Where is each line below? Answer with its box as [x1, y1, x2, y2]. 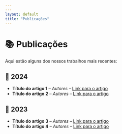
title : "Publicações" [5, 16, 50, 21]
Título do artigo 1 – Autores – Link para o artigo [12, 86, 108, 92]
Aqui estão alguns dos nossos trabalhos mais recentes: [5, 58, 117, 64]
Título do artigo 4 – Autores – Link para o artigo [12, 123, 109, 129]
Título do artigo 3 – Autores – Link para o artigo [12, 118, 109, 124]
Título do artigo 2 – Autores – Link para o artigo [12, 91, 109, 97]
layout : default [5, 12, 38, 17]
